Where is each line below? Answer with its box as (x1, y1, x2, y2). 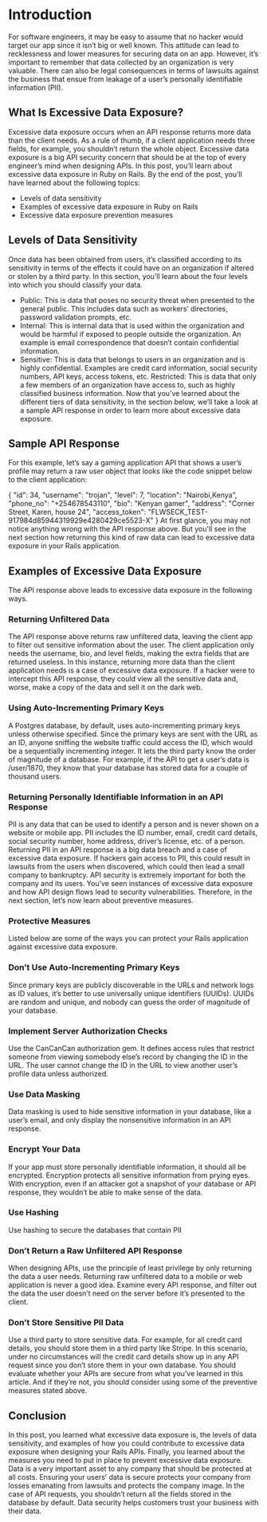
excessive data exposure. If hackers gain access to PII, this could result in (8, 853, 251, 863)
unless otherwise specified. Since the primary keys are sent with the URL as (8, 729, 258, 739)
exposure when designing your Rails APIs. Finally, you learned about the (8, 1447, 245, 1457)
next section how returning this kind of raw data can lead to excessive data (8, 532, 255, 543)
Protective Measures (8, 916, 91, 926)
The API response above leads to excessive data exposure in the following (8, 586, 253, 595)
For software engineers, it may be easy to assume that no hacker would (8, 32, 243, 41)
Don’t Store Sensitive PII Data (8, 1317, 124, 1328)
